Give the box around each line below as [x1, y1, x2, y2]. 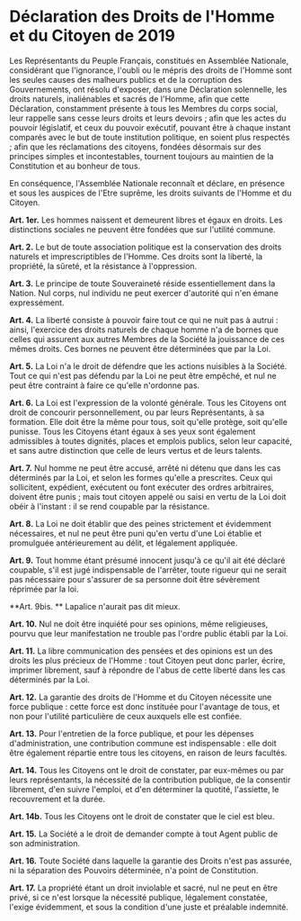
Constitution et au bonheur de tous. [9, 160, 141, 171]
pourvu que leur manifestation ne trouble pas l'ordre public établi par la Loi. [9, 628, 288, 638]
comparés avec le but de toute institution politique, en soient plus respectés [9, 131, 290, 142]
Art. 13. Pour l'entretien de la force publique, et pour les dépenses [9, 727, 254, 739]
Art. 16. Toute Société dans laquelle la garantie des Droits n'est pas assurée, [9, 855, 292, 866]
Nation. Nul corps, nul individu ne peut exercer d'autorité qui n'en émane [9, 287, 279, 298]
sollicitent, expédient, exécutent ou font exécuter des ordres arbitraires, [9, 482, 274, 492]
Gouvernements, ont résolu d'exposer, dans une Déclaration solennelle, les [9, 84, 288, 95]
